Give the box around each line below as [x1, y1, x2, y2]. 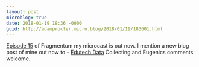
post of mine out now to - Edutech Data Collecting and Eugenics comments [6, 49, 194, 56]
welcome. [6, 55, 31, 62]
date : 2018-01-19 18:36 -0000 [6, 20, 83, 26]
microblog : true [6, 14, 47, 21]
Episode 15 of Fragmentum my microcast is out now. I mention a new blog [6, 42, 189, 49]
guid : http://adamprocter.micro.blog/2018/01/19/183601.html [6, 25, 163, 32]
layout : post [6, 8, 39, 15]
